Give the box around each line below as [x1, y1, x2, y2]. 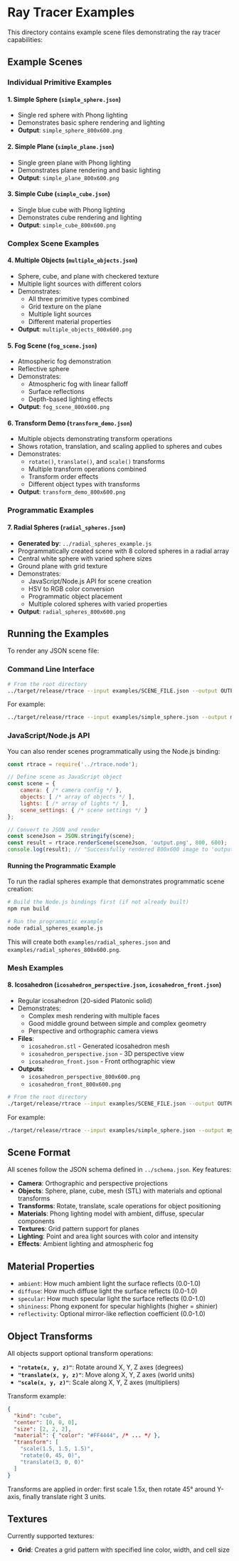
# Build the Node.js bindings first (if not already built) [7, 898, 190, 906]
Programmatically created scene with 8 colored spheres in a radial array [17, 546, 230, 555]
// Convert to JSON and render [7, 826, 100, 834]
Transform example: [7, 1391, 66, 1400]
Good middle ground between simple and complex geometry [28, 1019, 207, 1027]
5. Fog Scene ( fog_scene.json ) [7, 341, 97, 350]
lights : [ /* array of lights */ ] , [20, 799, 129, 807]
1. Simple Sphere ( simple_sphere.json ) [7, 95, 122, 103]
